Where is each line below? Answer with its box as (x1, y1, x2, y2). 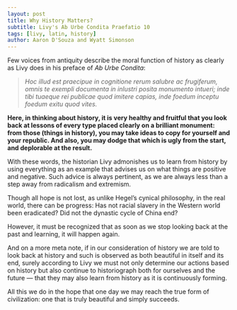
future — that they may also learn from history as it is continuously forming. (7, 274, 228, 282)
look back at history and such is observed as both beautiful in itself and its (7, 251, 224, 260)
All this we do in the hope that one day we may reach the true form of (7, 287, 210, 296)
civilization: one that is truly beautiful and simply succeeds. (7, 295, 180, 304)
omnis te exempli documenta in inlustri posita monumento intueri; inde (24, 85, 230, 93)
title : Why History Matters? (7, 17, 93, 24)
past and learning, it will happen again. (7, 230, 120, 239)
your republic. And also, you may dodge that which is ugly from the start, (7, 136, 226, 145)
